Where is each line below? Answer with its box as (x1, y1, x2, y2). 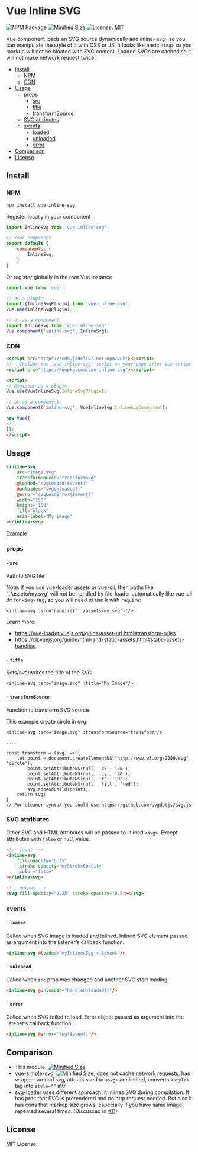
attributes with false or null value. (6, 835, 90, 842)
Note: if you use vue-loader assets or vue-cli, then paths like (6, 584, 154, 591)
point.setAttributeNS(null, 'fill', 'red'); (27, 781, 139, 787)
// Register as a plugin (6, 383, 67, 389)
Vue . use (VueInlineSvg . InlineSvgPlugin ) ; (6, 388, 108, 395)
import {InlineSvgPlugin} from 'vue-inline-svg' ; (6, 301, 131, 307)
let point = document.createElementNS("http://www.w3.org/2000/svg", (17, 755, 192, 761)
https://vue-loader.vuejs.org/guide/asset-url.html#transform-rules (14, 630, 176, 637)
